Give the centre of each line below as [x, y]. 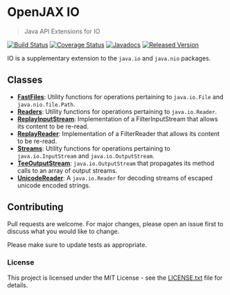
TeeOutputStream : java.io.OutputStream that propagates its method [116, 163]
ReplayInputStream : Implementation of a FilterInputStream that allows [117, 119]
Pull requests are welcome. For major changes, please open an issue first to [115, 224]
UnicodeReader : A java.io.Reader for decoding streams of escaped [115, 178]
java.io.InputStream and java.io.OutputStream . [86, 155]
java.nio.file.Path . [46, 104]
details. [18, 285]
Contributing [35, 207]
